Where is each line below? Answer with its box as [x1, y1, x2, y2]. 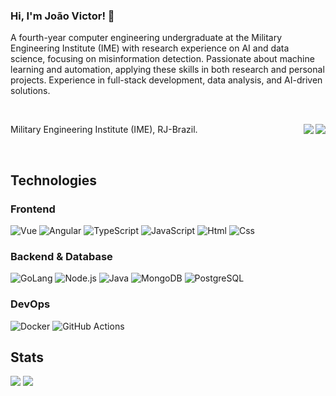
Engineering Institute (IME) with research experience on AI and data [10, 42, 290, 54]
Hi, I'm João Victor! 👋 [10, 9, 115, 23]
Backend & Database [10, 249, 113, 263]
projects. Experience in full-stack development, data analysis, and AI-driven [10, 74, 323, 86]
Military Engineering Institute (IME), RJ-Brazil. [10, 124, 198, 136]
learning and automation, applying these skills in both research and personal [10, 64, 325, 76]
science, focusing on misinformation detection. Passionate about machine [10, 53, 315, 65]
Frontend [10, 202, 56, 216]
